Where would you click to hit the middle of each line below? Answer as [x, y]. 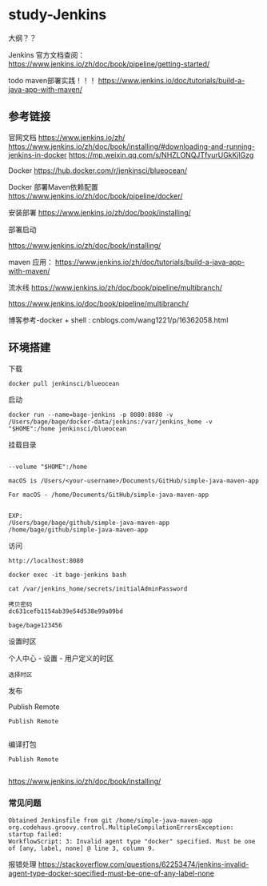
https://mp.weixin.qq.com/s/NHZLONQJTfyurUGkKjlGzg [161, 154]
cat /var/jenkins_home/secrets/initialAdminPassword [98, 589]
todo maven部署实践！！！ [52, 80]
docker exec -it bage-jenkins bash [68, 575]
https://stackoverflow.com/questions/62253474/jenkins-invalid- [143, 864]
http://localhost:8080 [46, 561]
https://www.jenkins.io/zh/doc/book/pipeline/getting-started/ [109, 64]
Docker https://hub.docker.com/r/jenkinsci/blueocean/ [98, 170]
